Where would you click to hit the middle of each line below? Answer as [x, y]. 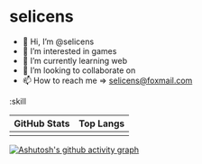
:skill [18, 101]
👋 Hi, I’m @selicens [58, 41]
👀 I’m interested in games [69, 50]
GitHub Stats [42, 123]
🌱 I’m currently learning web [75, 60]
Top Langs [101, 123]
